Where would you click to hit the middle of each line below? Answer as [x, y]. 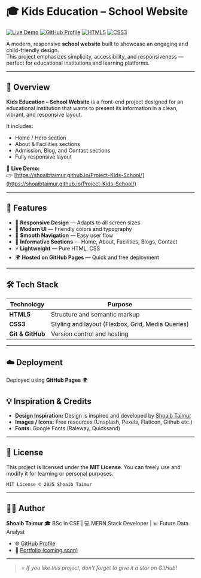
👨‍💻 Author [26, 508]
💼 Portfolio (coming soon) [46, 550]
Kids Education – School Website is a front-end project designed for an [95, 102]
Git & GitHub [27, 334]
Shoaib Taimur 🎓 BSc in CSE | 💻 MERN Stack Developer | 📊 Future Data [98, 523]
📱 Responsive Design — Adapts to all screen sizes [77, 223]
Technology [27, 305]
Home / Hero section [41, 138]
